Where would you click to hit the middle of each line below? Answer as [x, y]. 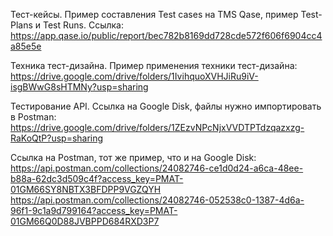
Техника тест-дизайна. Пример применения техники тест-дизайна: [154, 65]
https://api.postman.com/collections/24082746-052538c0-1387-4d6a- [157, 200]
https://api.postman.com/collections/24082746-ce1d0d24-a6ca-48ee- [157, 168]
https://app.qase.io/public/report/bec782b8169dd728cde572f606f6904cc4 [166, 35]
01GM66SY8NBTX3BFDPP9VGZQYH [86, 189]
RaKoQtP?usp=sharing [57, 138]
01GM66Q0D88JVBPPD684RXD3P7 [85, 221]
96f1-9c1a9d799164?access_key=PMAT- [94, 210]
